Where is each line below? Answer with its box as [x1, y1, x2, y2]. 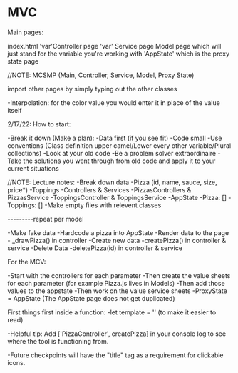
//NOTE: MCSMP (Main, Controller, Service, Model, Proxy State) [7, 71, 195, 79]
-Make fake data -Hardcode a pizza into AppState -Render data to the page [7, 228, 229, 237]
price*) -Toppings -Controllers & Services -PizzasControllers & [7, 185, 192, 194]
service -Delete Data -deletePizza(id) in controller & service [7, 244, 183, 252]
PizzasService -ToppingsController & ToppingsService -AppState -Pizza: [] [7, 193, 227, 202]
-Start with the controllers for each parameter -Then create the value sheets [7, 271, 231, 279]
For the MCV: [7, 257, 46, 266]
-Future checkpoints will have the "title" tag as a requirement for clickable [7, 351, 224, 359]
